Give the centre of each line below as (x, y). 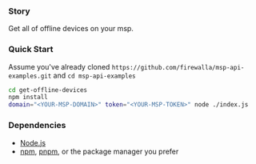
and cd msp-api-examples (94, 75)
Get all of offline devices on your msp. (71, 29)
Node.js (33, 142)
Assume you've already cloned (59, 66)
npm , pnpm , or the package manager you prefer (99, 151)
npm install (28, 98)
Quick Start (31, 50)
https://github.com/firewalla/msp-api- (178, 67)
